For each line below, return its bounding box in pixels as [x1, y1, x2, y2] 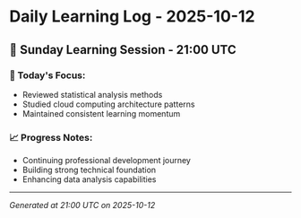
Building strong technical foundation [21, 164, 157, 176]
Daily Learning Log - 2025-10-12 [9, 6, 255, 27]
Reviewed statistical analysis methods [21, 89, 163, 100]
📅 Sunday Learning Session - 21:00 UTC [9, 42, 236, 57]
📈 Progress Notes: [9, 131, 93, 144]
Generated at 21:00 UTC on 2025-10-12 [9, 200, 156, 211]
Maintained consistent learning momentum [21, 108, 181, 118]
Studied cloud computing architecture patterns [21, 99, 195, 109]
